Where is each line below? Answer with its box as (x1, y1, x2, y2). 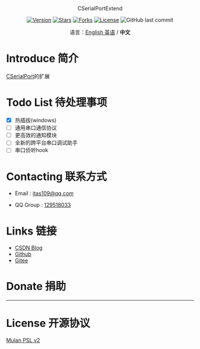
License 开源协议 (6, 317, 90, 330)
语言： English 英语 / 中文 (69, 29, 131, 36)
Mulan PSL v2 (6, 336, 40, 344)
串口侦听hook (14, 147, 49, 154)
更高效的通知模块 (14, 132, 57, 139)
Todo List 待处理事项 (6, 96, 108, 109)
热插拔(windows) (14, 117, 57, 124)
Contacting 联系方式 (6, 169, 107, 183)
